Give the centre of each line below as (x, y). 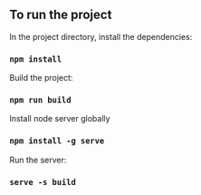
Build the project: (41, 78)
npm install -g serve (57, 141)
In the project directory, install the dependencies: (101, 36)
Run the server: (38, 160)
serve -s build (43, 182)
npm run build (40, 100)
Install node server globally (60, 119)
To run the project (61, 15)
